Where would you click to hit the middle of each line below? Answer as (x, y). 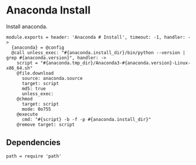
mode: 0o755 (36, 109)
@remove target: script (46, 124)
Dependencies (33, 142)
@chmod (25, 99)
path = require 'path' (34, 156)
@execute (27, 114)
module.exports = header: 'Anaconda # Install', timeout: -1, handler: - (99, 37)
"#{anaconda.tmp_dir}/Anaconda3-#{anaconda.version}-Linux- (116, 63)
